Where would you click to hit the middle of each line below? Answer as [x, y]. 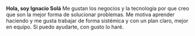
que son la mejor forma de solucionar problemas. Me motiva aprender [90, 15]
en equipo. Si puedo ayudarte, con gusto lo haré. [65, 27]
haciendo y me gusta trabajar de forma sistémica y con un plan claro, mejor [97, 21]
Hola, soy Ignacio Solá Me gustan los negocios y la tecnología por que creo [97, 8]
